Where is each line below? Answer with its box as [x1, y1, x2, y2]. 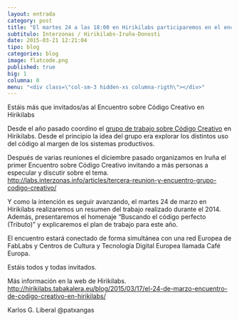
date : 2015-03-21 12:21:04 [7, 37, 87, 44]
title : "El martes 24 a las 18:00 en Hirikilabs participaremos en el [7, 24, 221, 31]
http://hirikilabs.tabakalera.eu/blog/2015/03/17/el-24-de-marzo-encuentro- [7, 285, 228, 293]
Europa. [7, 249, 31, 258]
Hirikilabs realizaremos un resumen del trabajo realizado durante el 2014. [7, 205, 222, 214]
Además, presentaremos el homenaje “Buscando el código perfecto [7, 213, 206, 221]
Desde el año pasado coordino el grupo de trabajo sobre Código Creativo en [7, 124, 232, 133]
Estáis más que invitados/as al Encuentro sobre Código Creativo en [7, 103, 205, 111]
